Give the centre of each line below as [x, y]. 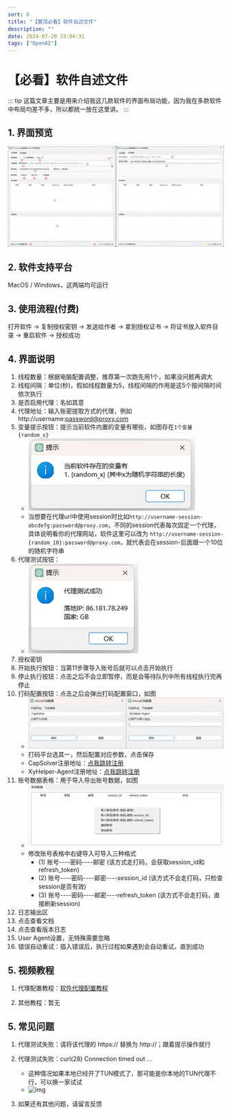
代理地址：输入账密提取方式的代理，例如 [75, 411]
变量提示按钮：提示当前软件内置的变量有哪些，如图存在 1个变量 [105, 427]
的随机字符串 [46, 551]
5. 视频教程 [31, 970]
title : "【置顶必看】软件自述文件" [52, 22]
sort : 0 [19, 14]
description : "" [31, 29]
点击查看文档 [36, 921]
